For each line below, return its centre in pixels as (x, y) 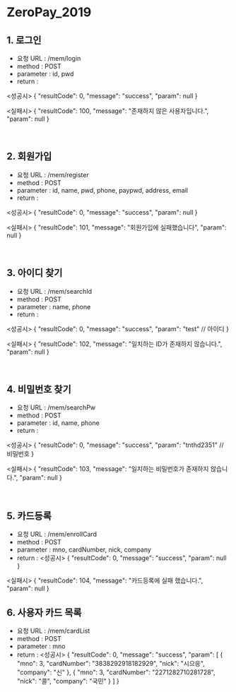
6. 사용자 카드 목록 (44, 613)
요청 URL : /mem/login (49, 58)
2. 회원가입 (29, 156)
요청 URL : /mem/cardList (53, 631)
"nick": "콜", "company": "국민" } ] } (68, 681)
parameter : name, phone (54, 306)
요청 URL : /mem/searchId (54, 291)
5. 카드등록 (29, 516)
